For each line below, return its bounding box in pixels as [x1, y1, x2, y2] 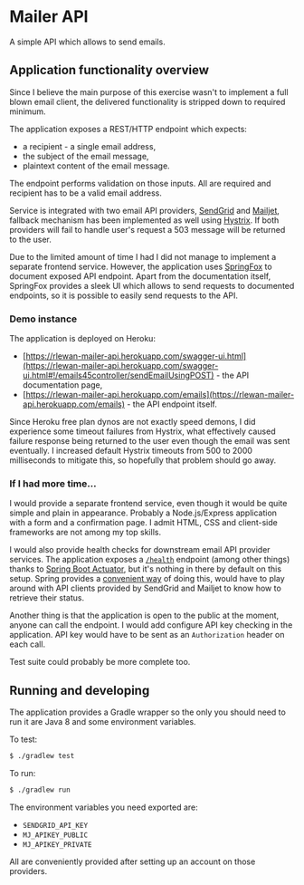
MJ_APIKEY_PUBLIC [22, 831, 89, 840]
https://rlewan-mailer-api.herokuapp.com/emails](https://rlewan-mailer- [25, 390, 295, 400]
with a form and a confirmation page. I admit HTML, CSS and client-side [9, 517, 278, 528]
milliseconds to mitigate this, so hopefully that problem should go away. [9, 455, 277, 466]
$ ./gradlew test [9, 752, 75, 761]
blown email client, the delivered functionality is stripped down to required [9, 96, 286, 107]
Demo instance [9, 313, 78, 325]
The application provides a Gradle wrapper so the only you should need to [9, 707, 287, 717]
